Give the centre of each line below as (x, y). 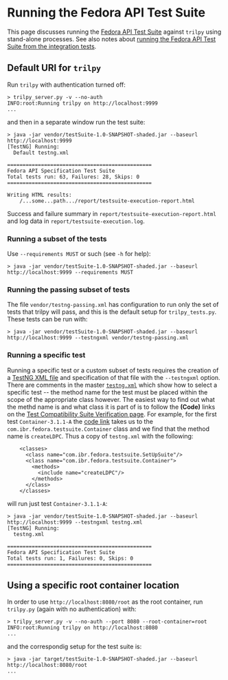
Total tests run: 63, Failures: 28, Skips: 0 (73, 177)
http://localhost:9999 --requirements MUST (70, 273)
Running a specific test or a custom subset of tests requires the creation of (113, 370)
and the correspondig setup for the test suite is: (75, 647)
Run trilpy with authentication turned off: (66, 85)
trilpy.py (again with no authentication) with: (72, 609)
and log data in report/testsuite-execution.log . (76, 221)
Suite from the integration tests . (52, 46)
